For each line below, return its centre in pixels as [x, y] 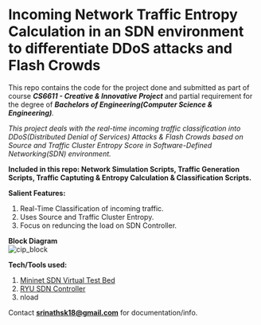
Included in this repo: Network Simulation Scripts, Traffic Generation [124, 169]
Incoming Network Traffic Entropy [123, 15]
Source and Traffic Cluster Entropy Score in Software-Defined [110, 145]
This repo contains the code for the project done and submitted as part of [129, 87]
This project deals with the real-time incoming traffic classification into [125, 128]
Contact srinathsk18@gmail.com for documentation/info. [103, 312]
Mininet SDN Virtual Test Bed [67, 280]
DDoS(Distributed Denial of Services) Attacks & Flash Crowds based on [126, 136]
